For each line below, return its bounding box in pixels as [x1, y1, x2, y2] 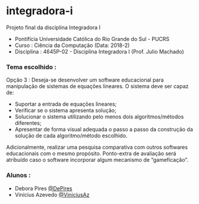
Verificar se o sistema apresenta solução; [14, 107, 117, 114]
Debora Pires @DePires [14, 184, 72, 192]
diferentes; [14, 120, 42, 127]
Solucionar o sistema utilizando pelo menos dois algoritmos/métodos [14, 113, 184, 120]
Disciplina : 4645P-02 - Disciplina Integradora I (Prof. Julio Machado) [14, 48, 184, 55]
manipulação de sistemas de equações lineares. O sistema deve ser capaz [6, 83, 189, 90]
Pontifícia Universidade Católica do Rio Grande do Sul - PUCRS [14, 35, 170, 42]
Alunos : [6, 171, 31, 180]
